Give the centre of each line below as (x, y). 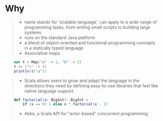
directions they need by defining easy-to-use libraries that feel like (91, 85)
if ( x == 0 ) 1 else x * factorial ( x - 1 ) (65, 104)
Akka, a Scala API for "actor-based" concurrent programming (86, 114)
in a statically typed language (54, 48)
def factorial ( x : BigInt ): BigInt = (51, 100)
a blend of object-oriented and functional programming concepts (90, 42)
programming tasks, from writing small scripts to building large (87, 27)
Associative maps (42, 53)
